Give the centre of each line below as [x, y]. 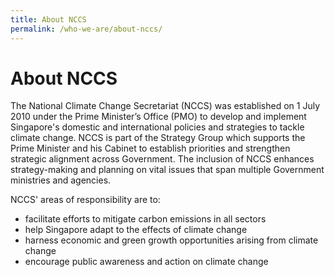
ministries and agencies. [61, 180]
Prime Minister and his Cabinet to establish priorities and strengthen [150, 148]
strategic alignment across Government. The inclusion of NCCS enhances [162, 159]
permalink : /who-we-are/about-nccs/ [86, 29]
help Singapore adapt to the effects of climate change [136, 230]
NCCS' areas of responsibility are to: [85, 200]
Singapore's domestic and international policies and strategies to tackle [157, 127]
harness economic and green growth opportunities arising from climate [171, 240]
